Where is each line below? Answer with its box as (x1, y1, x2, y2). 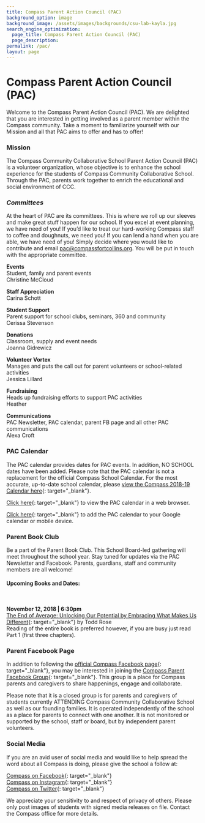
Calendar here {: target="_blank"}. (6, 487, 91, 494)
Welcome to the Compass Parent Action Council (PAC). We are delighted (6, 108, 190, 116)
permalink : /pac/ (6, 43, 51, 50)
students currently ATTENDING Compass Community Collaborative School (6, 698, 195, 706)
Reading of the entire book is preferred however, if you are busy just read (6, 625, 192, 632)
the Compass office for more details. (6, 810, 99, 817)
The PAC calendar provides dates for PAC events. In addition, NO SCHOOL (6, 461, 194, 468)
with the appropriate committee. (6, 251, 88, 259)
